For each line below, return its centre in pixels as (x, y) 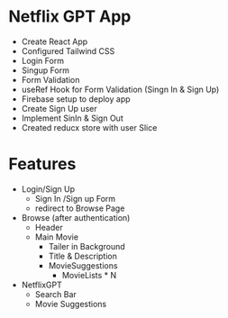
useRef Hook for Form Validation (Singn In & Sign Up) (120, 89)
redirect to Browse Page (80, 208)
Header (49, 227)
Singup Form (45, 70)
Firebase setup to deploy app (76, 99)
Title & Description (83, 256)
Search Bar (56, 294)
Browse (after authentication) (76, 217)
